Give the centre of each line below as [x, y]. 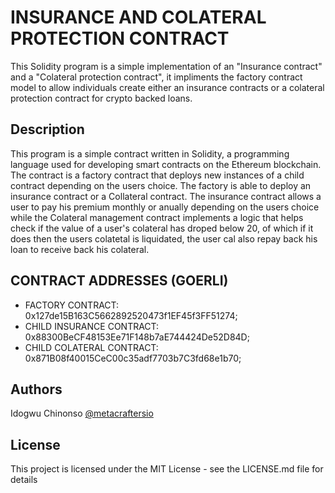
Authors [36, 389]
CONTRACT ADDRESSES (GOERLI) [119, 281]
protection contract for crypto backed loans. [101, 98]
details [24, 480]
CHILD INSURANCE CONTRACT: [92, 326]
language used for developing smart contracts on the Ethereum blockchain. [166, 164]
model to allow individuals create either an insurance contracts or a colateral [167, 87]
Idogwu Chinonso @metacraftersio [82, 413]
